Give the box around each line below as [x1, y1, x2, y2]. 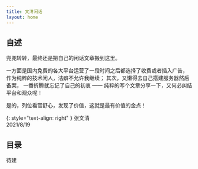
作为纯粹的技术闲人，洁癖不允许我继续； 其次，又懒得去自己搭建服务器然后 [6, 75, 190, 82]
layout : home [6, 14, 39, 20]
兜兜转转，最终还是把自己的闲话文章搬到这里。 [6, 55, 120, 62]
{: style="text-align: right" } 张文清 [6, 114, 90, 122]
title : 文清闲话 [6, 8, 43, 15]
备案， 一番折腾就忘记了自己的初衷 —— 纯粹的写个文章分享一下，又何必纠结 [6, 82, 193, 89]
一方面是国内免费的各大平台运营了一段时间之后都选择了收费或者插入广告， [6, 67, 188, 74]
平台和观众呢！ [6, 90, 43, 97]
